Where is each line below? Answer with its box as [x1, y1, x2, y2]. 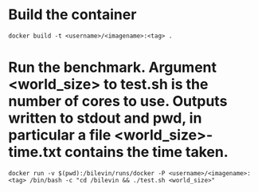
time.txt [8, 143, 62, 161]
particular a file [8, 126, 111, 144]
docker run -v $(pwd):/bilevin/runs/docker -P [8, 169, 166, 177]
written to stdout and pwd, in [8, 109, 202, 127]
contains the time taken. [64, 143, 229, 161]
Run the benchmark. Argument [8, 58, 217, 76]
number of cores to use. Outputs [8, 92, 228, 111]
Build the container [8, 6, 137, 24]
